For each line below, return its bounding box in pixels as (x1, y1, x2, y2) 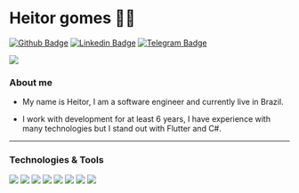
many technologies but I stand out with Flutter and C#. (21, 124, 222, 134)
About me (9, 76, 53, 88)
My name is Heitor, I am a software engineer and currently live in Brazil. (21, 97, 284, 108)
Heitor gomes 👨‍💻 (9, 8, 136, 28)
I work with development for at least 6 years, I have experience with (21, 114, 271, 125)
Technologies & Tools (9, 154, 104, 166)
